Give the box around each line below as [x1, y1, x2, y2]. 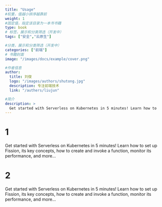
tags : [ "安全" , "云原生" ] [5, 34, 52, 39]
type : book [5, 25, 27, 30]
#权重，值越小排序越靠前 [5, 12, 47, 17]
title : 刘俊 [9, 74, 32, 79]
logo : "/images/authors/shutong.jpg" [9, 79, 86, 84]
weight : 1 [5, 16, 25, 21]
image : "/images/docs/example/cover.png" [5, 56, 90, 61]
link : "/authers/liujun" [9, 88, 59, 93]
